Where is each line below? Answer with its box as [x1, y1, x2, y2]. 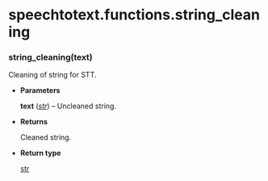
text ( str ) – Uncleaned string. [19, 101, 117, 111]
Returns [19, 117, 48, 127]
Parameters [19, 86, 61, 95]
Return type [19, 148, 61, 158]
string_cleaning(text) [8, 52, 93, 63]
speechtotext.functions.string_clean [8, 6, 261, 24]
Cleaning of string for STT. [8, 70, 97, 80]
